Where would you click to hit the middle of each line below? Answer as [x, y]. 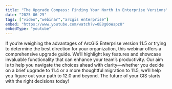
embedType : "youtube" [28, 29]
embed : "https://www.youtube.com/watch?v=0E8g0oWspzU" [65, 24]
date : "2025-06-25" [26, 15]
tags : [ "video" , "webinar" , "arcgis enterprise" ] [57, 19]
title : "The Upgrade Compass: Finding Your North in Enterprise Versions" [87, 10]
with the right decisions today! [37, 81]
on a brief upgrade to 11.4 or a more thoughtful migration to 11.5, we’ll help [83, 70]
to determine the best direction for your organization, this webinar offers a [83, 49]
